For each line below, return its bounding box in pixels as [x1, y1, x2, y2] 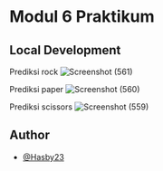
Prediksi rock [9, 66, 59, 77]
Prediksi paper [9, 84, 64, 94]
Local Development [9, 43, 121, 58]
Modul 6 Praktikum [9, 6, 156, 27]
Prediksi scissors [9, 101, 73, 112]
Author [9, 128, 50, 143]
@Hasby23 [22, 151, 65, 162]
